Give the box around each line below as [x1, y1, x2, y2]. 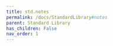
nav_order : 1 [6, 31, 39, 37]
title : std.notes [6, 8, 49, 15]
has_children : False [6, 25, 58, 32]
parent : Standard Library [6, 20, 70, 26]
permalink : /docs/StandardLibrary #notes [6, 14, 108, 20]
